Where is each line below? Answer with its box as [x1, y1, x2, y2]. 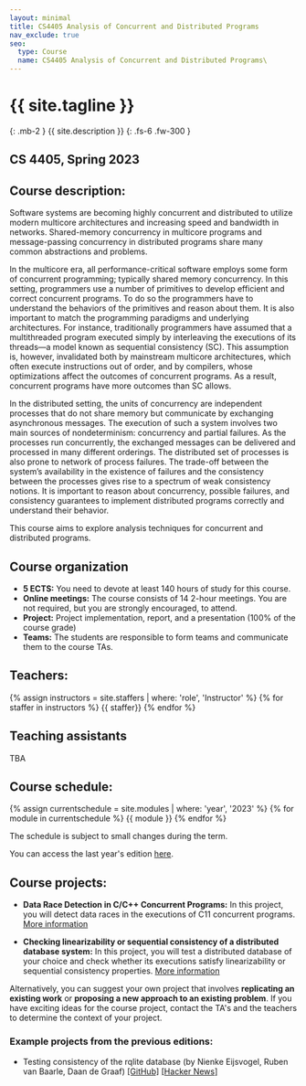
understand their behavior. [9, 505, 110, 516]
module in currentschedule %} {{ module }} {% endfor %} [9, 813, 227, 824]
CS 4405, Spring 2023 [9, 152, 140, 167]
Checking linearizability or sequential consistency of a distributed [22, 936, 280, 947]
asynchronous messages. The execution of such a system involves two [9, 418, 279, 429]
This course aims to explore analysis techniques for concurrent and [9, 523, 263, 534]
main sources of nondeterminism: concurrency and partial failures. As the [9, 427, 287, 439]
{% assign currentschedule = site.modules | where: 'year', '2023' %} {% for [9, 804, 294, 814]
